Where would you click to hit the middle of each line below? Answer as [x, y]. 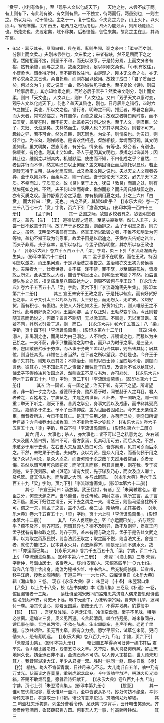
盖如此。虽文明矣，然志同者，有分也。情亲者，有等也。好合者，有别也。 [85, 146]
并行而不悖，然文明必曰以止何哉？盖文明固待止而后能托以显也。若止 [89, 165]
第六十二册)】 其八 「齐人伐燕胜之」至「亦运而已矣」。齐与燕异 [86, 520]
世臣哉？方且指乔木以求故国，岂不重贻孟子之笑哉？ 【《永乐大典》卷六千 [84, 422]
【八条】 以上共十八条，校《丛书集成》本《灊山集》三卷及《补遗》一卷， [85, 587]
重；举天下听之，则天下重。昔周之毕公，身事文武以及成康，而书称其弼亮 [85, 404]
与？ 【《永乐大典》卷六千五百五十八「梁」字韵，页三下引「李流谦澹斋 [82, 250]
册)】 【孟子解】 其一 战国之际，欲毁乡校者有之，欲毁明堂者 [84, 214]
